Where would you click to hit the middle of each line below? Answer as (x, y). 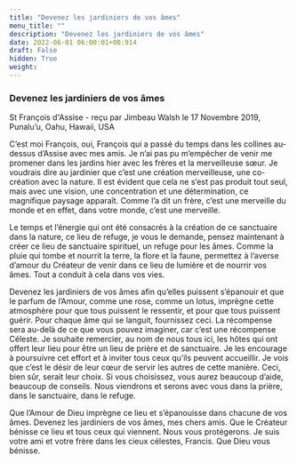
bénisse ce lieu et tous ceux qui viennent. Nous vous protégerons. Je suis (144, 432)
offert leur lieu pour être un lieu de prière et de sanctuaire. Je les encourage (148, 348)
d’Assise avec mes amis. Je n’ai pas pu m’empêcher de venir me (155, 154)
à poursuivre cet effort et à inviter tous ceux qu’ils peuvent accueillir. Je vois (149, 358)
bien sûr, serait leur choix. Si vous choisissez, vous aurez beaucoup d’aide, (146, 377)
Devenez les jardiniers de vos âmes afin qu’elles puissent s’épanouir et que (147, 292)
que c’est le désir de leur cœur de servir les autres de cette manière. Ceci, (145, 367)
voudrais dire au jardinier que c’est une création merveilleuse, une (130, 172)
